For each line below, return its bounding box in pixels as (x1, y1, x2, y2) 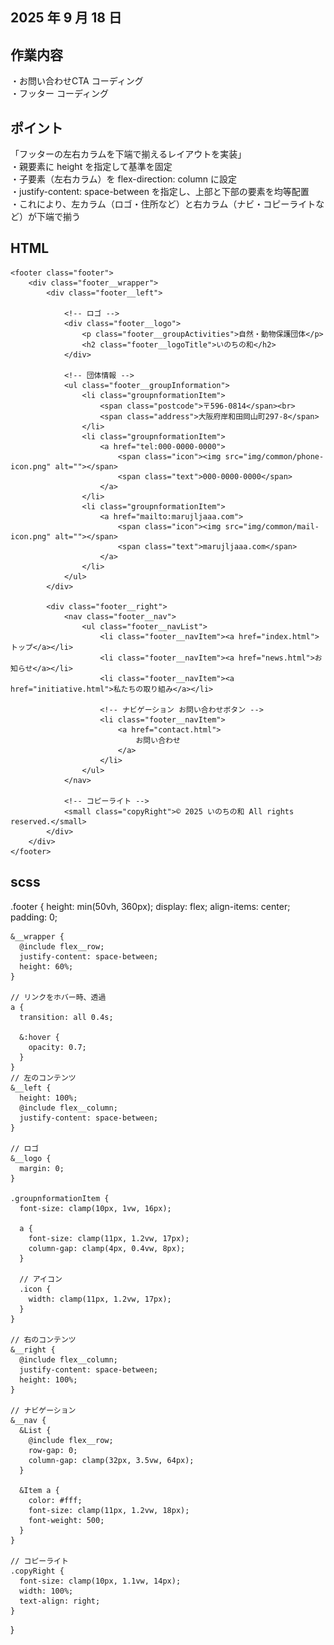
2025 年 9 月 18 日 (10, 9, 122, 27)
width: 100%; (19, 1586, 74, 1596)
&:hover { (19, 1032, 60, 1042)
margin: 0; (19, 1163, 65, 1173)
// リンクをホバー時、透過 (10, 992, 107, 1002)
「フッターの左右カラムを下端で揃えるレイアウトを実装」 (10, 148, 247, 160)
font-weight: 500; (28, 1515, 105, 1525)
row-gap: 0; (28, 1445, 78, 1455)
